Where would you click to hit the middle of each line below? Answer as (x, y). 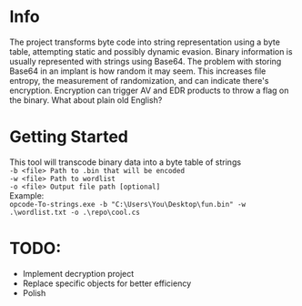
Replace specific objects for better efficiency (107, 283)
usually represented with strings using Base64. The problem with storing (146, 61)
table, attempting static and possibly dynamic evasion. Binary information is (151, 51)
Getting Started (69, 137)
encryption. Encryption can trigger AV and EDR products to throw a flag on (149, 90)
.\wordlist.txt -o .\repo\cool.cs (75, 212)
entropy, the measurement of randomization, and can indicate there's (139, 80)
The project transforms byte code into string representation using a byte (145, 42)
